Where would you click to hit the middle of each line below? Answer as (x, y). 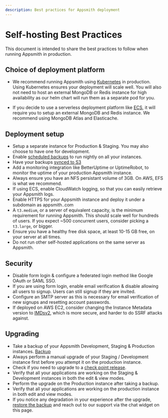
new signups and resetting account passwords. (61, 302)
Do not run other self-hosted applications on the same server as (79, 242)
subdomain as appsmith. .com (43, 205)
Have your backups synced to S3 (47, 162)
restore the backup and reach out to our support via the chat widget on (86, 404)
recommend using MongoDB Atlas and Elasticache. (65, 118)
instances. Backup (32, 351)
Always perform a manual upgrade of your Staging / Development (80, 357)
